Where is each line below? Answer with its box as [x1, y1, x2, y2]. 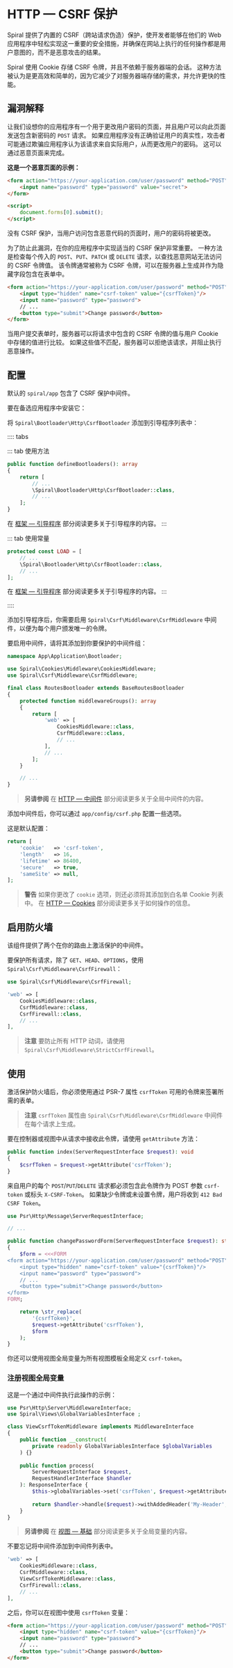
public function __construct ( [19, 1436, 107, 1443]
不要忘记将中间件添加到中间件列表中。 [7, 1542, 116, 1550]
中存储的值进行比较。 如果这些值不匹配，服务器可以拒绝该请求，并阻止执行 [7, 338, 222, 346]
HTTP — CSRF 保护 [7, 6, 118, 22]
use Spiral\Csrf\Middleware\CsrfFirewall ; [7, 979, 132, 986]
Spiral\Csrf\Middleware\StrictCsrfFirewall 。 [24, 1045, 158, 1054]
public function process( [19, 1462, 95, 1469]
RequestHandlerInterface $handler [32, 1475, 132, 1482]
